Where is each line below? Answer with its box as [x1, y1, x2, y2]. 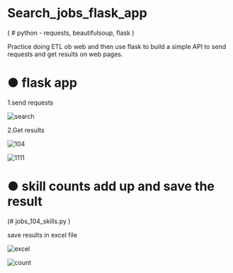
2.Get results [7, 126, 45, 134]
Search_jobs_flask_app [7, 5, 147, 21]
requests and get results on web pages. [7, 50, 123, 58]
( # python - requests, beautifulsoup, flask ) [7, 28, 135, 37]
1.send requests [7, 98, 54, 107]
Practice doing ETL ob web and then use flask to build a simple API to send [7, 42, 227, 50]
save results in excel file [7, 230, 78, 239]
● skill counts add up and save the [7, 178, 215, 195]
